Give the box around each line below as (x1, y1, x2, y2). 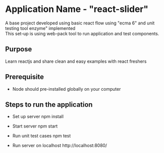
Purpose (5, 45, 32, 53)
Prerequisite (5, 73, 44, 81)
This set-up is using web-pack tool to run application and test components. (5, 30, 160, 36)
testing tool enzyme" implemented (5, 25, 76, 31)
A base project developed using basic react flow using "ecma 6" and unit (5, 20, 155, 26)
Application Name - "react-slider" (5, 3, 149, 15)
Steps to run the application (5, 100, 93, 109)
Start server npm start (12, 123, 58, 129)
